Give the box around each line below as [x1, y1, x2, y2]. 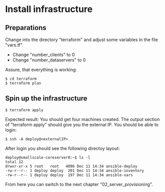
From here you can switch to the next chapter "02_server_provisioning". [5, 181, 153, 187]
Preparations [5, 23, 46, 32]
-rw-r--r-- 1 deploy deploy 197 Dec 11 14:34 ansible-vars [5, 172, 133, 177]
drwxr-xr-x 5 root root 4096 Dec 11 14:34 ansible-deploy [5, 163, 137, 168]
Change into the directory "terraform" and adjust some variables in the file [5, 36, 158, 42]
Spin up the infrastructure [5, 94, 87, 103]
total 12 [5, 159, 23, 164]
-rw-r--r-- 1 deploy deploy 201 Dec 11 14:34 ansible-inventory [5, 168, 144, 173]
